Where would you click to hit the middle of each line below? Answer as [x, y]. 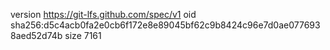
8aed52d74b [36, 35]
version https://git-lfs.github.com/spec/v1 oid [103, 14]
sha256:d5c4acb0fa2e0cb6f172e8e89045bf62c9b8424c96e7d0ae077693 [165, 25]
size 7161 [83, 35]
